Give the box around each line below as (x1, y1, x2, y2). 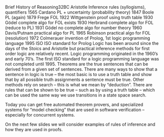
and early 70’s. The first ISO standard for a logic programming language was (5, 56, 159, 61)
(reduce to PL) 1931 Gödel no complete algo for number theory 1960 (5, 25, 142, 31)
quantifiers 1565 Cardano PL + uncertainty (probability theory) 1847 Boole (5, 9, 154, 15)
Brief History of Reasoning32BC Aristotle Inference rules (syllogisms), (5, 4, 146, 10)
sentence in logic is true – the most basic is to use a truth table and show (5, 72, 152, 77)
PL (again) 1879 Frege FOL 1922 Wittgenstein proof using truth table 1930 (5, 15, 153, 20)
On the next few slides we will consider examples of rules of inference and (5, 121, 156, 127)
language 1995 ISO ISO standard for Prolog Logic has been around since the (5, 40, 159, 46)
